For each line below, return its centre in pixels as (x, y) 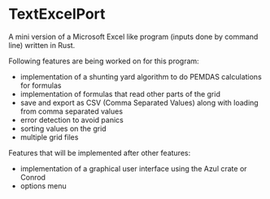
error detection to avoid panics (72, 119)
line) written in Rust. (42, 45)
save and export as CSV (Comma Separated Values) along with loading (139, 102)
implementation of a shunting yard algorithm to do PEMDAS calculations (141, 76)
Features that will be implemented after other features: (100, 153)
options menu (43, 186)
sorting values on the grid (63, 128)
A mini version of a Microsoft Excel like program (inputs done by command (133, 37)
